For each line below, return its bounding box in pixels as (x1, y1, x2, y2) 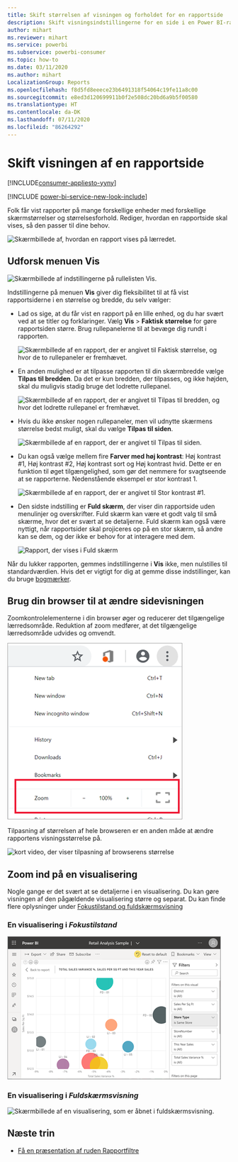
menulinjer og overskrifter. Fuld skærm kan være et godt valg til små (17, 509, 217, 518)
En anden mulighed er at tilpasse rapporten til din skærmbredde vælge (17, 367, 225, 375)
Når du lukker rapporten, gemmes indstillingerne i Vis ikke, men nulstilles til (7, 559, 228, 568)
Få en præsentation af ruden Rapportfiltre (17, 1146, 140, 1155)
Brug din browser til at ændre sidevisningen (7, 595, 204, 607)
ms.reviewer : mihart (7, 34, 69, 41)
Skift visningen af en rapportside (7, 155, 205, 171)
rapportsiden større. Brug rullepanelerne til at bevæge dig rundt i (17, 324, 207, 333)
